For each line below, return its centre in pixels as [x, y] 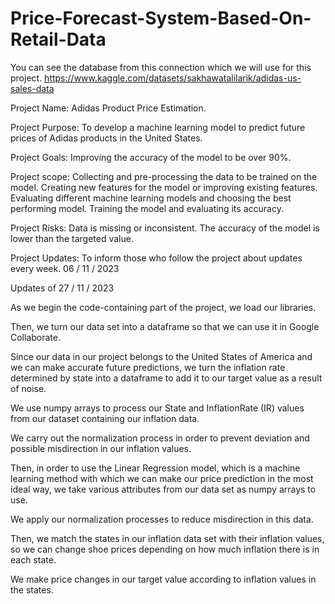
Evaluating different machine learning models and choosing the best [151, 198]
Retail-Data [58, 39]
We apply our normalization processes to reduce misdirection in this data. [162, 519]
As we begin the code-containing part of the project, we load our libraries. [163, 307]
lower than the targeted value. [72, 238]
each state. [33, 559]
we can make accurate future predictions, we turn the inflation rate [148, 367]
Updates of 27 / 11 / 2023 [62, 288]
